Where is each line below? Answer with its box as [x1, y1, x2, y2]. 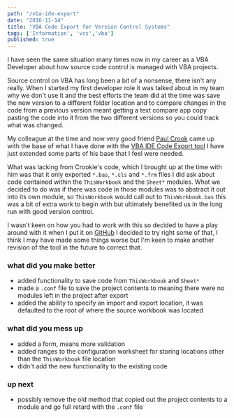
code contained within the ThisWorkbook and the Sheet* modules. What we [7, 178, 221, 186]
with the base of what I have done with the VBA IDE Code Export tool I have [7, 142, 225, 150]
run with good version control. [7, 208, 94, 216]
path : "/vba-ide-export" [7, 10, 80, 17]
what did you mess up [7, 324, 84, 333]
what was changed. [7, 121, 64, 129]
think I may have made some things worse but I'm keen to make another [7, 236, 214, 245]
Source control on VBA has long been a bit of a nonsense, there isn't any [7, 76, 217, 85]
